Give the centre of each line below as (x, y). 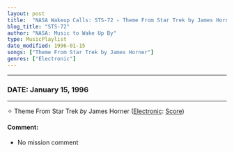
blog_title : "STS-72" (39, 26)
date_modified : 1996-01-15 (46, 46)
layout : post (26, 14)
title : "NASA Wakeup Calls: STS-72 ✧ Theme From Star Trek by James (110, 20)
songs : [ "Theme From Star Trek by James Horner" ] (81, 53)
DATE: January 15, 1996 (48, 90)
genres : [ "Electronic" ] (42, 59)
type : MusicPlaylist (37, 40)
